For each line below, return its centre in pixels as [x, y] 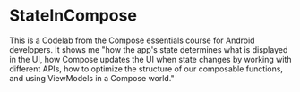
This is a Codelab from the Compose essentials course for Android [132, 40]
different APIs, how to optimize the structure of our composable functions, [146, 69]
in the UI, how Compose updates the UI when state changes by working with [150, 59]
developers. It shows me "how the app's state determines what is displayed [149, 49]
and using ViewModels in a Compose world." [92, 78]
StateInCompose [73, 16]
